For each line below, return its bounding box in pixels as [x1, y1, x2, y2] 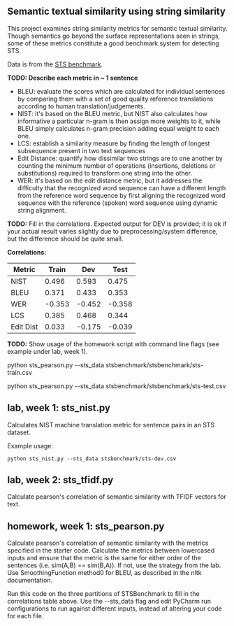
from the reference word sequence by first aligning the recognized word [17, 191, 226, 199]
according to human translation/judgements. [17, 101, 145, 111]
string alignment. [17, 206, 66, 214]
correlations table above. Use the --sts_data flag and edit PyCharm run [7, 597, 212, 606]
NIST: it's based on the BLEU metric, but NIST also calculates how [17, 109, 208, 118]
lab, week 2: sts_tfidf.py [7, 474, 114, 486]
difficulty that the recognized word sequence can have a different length [17, 183, 226, 192]
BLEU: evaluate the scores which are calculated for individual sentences [17, 87, 226, 95]
